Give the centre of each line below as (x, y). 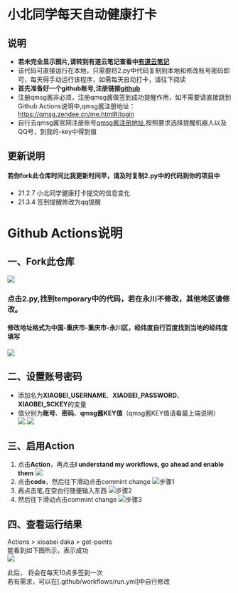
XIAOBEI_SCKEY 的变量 (52, 404)
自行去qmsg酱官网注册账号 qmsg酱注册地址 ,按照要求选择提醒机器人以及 (122, 123)
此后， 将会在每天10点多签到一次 (55, 573)
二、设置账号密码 (45, 377)
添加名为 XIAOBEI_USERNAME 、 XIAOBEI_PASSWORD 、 (100, 395)
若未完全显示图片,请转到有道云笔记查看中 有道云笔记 (93, 62)
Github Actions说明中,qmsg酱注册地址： (76, 106)
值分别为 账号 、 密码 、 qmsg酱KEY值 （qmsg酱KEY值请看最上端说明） (119, 413)
